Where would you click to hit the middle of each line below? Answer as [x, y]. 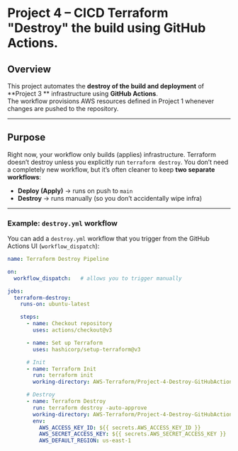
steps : [30, 317]
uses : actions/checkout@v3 [73, 330]
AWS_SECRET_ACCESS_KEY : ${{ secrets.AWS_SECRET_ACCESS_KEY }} [132, 434]
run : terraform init [63, 375]
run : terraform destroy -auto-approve [90, 408]
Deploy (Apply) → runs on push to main [75, 191]
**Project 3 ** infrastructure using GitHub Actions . [83, 94]
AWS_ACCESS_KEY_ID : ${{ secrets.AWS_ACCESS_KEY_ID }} [120, 428]
